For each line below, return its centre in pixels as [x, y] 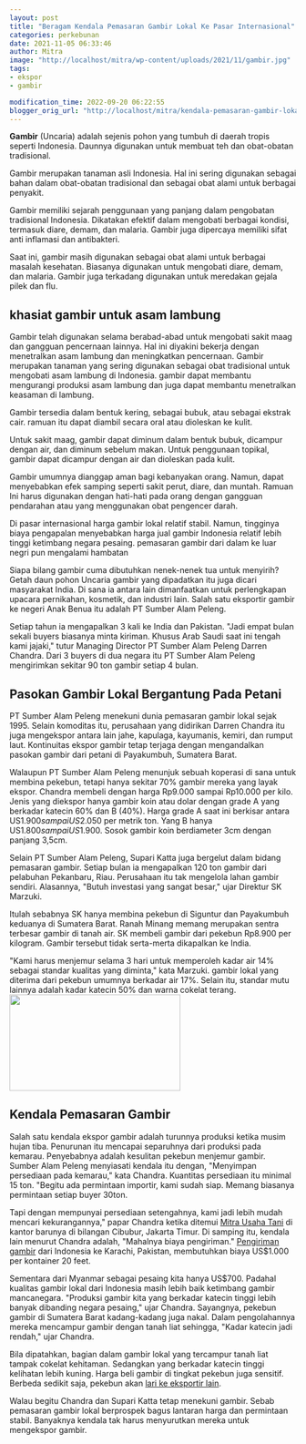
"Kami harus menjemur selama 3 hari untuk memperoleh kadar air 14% [142, 961]
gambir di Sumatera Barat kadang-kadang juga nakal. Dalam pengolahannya [153, 1316]
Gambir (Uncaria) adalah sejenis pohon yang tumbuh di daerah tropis [140, 137]
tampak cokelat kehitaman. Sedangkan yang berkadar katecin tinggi [137, 1364]
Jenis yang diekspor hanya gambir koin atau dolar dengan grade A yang [145, 801]
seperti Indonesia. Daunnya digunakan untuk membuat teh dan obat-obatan [152, 146]
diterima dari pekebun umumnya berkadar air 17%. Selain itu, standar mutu [149, 980]
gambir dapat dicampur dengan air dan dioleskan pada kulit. [122, 459]
